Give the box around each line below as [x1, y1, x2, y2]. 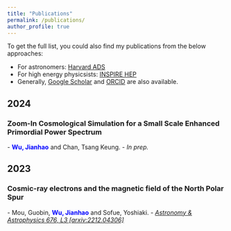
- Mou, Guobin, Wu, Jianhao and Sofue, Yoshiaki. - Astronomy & [7, 208, 193, 216]
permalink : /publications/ [7, 17, 85, 24]
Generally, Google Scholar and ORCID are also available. [17, 78, 178, 86]
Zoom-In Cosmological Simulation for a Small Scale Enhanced [7, 119, 220, 128]
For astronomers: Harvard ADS [17, 63, 105, 71]
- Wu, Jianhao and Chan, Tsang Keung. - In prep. [7, 143, 149, 151]
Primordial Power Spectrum [7, 127, 102, 137]
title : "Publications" [7, 10, 73, 17]
